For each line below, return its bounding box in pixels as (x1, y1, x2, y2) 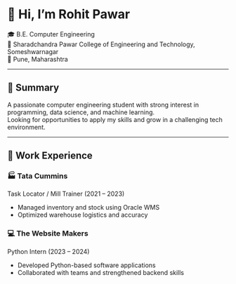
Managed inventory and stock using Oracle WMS (17, 203, 160, 212)
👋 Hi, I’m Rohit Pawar (7, 6, 131, 22)
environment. (7, 123, 46, 131)
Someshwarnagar (7, 47, 59, 55)
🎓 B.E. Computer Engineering (7, 29, 95, 38)
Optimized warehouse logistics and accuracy (17, 210, 148, 219)
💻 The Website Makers (7, 229, 89, 238)
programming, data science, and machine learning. (7, 108, 155, 116)
